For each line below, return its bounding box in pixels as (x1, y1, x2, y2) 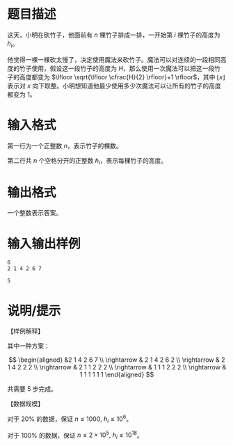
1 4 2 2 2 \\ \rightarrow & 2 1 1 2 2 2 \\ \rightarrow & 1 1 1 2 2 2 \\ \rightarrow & (7, 363, 227, 372)
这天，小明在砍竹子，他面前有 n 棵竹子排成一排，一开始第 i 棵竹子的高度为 (7, 31, 220, 39)
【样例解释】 (7, 327, 44, 335)
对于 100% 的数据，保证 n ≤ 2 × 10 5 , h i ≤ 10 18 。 (7, 429, 144, 441)
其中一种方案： (7, 342, 50, 350)
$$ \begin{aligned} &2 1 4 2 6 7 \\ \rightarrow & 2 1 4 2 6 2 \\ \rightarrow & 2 (8, 356, 225, 364)
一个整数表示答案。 (7, 209, 63, 217)
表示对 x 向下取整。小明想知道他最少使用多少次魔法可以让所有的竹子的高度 (7, 81, 221, 90)
